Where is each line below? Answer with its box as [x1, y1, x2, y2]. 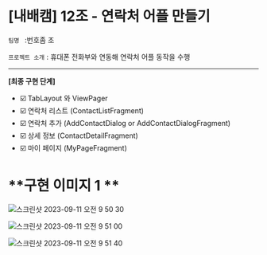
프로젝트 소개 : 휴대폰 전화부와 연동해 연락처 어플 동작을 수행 [8, 52, 191, 61]
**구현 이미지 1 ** [8, 177, 120, 195]
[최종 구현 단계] [8, 76, 56, 86]
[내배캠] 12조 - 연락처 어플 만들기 [8, 7, 211, 25]
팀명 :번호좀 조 [8, 35, 55, 45]
